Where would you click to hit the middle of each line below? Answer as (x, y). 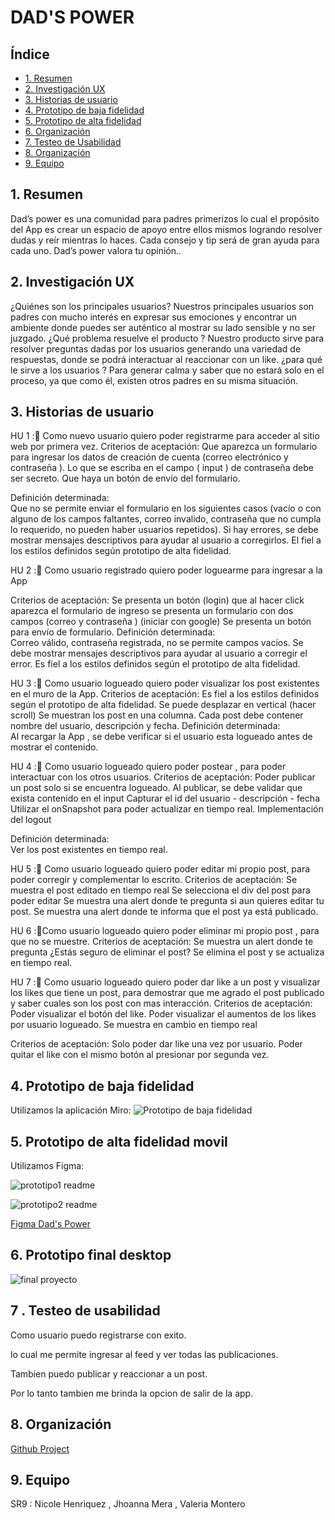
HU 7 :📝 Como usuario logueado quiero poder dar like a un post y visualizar (165, 982)
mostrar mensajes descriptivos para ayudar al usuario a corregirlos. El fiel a (166, 540)
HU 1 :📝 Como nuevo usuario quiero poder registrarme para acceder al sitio (165, 436)
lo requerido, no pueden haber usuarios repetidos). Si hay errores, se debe (164, 530)
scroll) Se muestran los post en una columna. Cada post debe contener (157, 715)
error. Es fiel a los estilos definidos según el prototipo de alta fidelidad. (155, 664)
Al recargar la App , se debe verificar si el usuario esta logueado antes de (161, 737)
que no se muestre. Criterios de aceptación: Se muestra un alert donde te (162, 942)
